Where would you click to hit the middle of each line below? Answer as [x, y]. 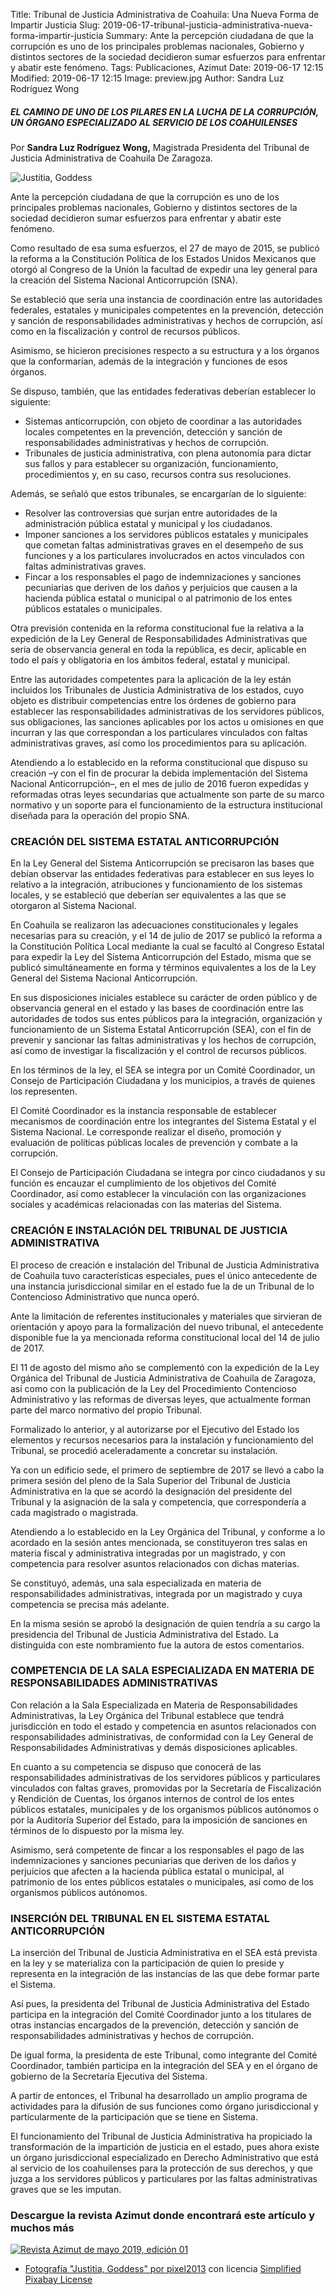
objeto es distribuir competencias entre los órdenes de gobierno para [153, 700]
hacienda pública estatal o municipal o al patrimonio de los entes [158, 598]
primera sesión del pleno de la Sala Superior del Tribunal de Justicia [150, 1480]
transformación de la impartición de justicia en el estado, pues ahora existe [165, 2147]
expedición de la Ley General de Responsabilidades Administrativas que [159, 638]
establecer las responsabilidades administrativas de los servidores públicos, [167, 711]
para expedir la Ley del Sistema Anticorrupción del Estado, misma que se [161, 957]
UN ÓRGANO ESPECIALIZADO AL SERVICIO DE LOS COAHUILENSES [154, 122]
